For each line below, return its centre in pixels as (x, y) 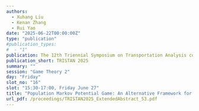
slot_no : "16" (24, 83)
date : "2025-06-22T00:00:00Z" (44, 33)
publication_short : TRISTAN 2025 (47, 60)
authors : (17, 11)
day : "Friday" (24, 77)
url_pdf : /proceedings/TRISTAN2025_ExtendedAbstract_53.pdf (82, 99)
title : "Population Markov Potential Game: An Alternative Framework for (99, 93)
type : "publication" (32, 39)
